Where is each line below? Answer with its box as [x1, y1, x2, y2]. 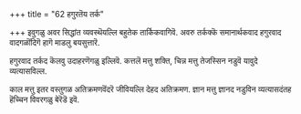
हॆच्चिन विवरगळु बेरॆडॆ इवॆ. [9, 94, 80, 105]
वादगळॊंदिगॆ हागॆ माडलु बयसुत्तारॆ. [9, 37, 100, 47]
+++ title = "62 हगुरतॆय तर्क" [9, 9, 105, 19]
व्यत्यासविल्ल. [9, 66, 47, 77]
